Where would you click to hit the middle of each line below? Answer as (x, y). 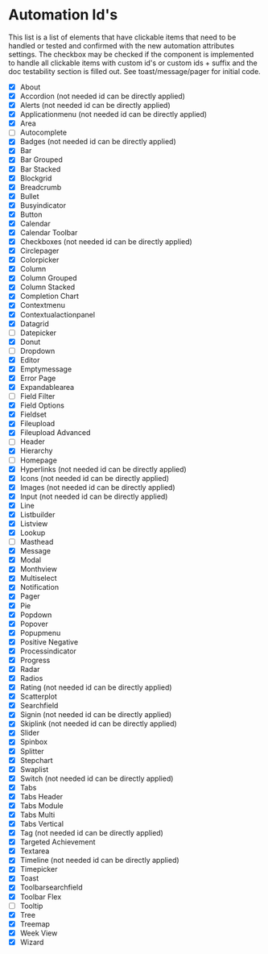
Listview (34, 523)
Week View (39, 933)
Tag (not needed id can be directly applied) (91, 833)
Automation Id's (63, 15)
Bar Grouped (41, 160)
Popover (34, 624)
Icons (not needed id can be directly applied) (95, 478)
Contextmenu (43, 305)
